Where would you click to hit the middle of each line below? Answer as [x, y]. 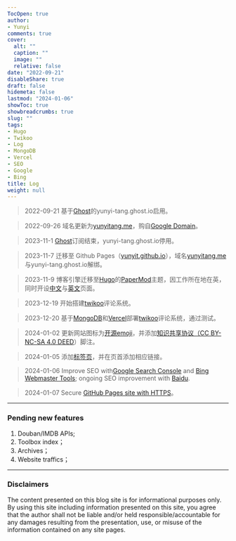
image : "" [28, 60]
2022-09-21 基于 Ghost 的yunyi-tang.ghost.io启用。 [98, 211]
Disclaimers [28, 484]
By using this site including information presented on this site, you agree [112, 507]
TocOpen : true [28, 14]
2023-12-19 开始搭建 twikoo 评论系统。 [79, 304]
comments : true [29, 33]
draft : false [26, 86]
